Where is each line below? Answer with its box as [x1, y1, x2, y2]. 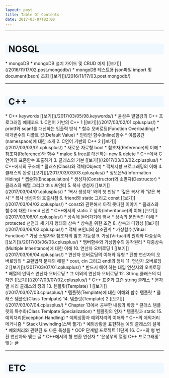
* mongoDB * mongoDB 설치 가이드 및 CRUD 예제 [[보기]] [5, 60, 122, 67]
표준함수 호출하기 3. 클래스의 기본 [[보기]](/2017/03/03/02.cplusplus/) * [18, 157, 162, 163]
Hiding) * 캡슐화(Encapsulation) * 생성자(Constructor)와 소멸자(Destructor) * [5, 176, 161, 182]
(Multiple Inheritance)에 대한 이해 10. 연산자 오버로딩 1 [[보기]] [5, 245, 129, 251]
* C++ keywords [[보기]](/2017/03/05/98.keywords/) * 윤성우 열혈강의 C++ [5, 113, 158, 119]
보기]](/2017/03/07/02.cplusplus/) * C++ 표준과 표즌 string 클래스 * [17, 277, 154, 283]
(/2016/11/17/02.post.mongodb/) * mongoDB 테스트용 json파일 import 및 [5, 67, 152, 73]
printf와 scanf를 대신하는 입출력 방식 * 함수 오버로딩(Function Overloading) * [5, 125, 159, 132]
